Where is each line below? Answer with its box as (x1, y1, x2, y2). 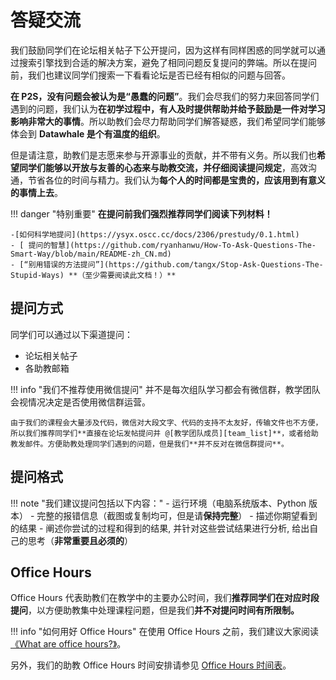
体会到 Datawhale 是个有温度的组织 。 (10, 127, 166, 140)
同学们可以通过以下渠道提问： (10, 328, 133, 340)
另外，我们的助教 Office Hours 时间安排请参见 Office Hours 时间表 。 (10, 659, 292, 671)
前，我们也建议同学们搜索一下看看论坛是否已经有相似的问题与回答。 (10, 69, 291, 81)
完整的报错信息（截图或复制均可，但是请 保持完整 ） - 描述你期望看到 (36, 509, 318, 521)
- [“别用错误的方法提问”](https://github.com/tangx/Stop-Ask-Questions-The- (10, 259, 324, 270)
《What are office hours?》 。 (10, 638, 127, 650)
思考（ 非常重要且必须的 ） (27, 534, 133, 546)
